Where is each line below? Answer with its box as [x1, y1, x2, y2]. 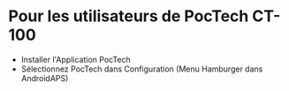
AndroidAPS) [20, 72, 69, 83]
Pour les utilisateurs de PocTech [8, 6, 249, 27]
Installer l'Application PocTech [20, 54, 132, 64]
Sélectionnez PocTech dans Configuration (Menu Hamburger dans [20, 64, 263, 74]
